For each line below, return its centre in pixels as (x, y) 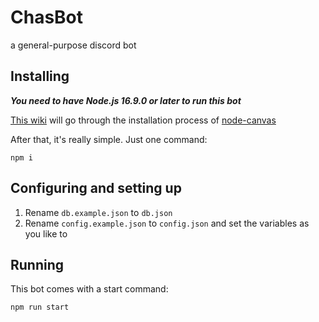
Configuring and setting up (96, 188)
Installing (40, 76)
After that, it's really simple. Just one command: (109, 139)
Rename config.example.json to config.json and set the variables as (167, 223)
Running (37, 264)
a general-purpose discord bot (73, 45)
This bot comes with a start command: (89, 289)
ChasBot (47, 17)
